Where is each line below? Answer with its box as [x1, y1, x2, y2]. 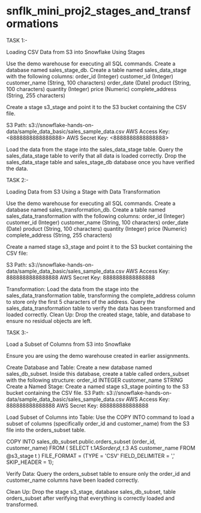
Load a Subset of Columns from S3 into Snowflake [6, 340, 131, 348]
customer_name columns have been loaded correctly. [6, 476, 139, 484]
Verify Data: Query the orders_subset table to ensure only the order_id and [6, 470, 191, 477]
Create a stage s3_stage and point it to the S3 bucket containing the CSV [6, 103, 187, 110]
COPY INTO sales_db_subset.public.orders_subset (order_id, [6, 437, 156, 445]
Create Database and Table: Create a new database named [6, 364, 152, 371]
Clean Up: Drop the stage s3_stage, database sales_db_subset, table [6, 488, 176, 495]
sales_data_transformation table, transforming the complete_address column [6, 292, 196, 299]
